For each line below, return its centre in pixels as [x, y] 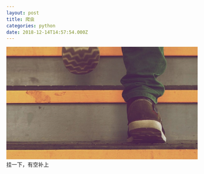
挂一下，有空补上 [28, 164]
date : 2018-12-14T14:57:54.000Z [47, 32]
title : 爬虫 [20, 19]
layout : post [23, 13]
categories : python [31, 26]
